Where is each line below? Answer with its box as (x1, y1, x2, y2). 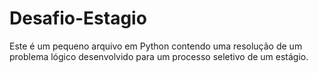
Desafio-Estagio (9, 7, 147, 30)
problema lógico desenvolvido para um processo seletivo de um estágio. (9, 50, 309, 62)
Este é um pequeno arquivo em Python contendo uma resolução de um (9, 40, 303, 52)
